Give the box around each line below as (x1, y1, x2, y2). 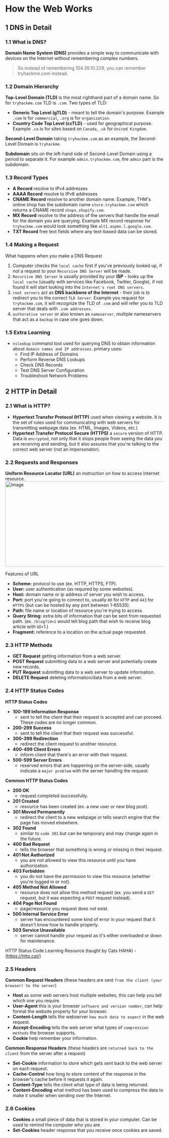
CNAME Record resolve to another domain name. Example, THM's (12, 196, 151, 202)
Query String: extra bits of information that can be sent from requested (12, 613, 161, 619)
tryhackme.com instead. (17, 70, 68, 76)
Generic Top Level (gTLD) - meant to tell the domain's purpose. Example (12, 110, 164, 116)
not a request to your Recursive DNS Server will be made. (12, 268, 132, 274)
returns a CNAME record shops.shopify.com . (12, 207, 105, 213)
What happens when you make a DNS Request (5, 252, 102, 258)
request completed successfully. (20, 793, 88, 799)
